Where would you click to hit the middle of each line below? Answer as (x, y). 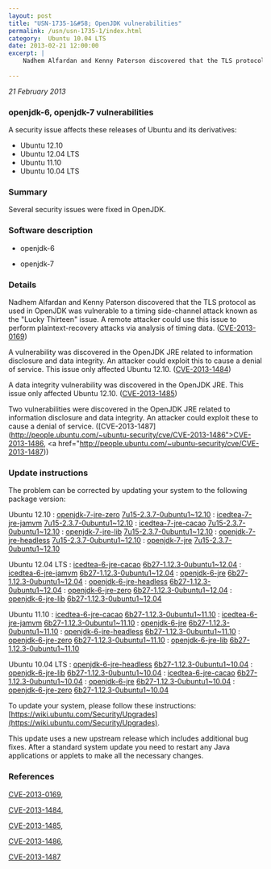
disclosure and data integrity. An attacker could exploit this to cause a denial (135, 361)
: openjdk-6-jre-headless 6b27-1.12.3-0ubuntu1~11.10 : (150, 632)
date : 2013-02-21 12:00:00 (54, 46)
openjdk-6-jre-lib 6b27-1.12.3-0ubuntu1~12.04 (85, 599)
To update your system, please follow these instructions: (102, 706)
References (31, 777)
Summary (28, 192)
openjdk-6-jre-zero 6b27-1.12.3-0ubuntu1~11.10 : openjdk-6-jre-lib (118, 640)
